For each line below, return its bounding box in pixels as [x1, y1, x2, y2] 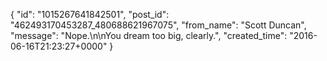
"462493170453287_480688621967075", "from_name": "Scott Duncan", [10, 19, 307, 31]
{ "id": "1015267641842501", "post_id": [10, 9, 170, 20]
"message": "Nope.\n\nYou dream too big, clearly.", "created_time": [10, 30, 288, 41]
